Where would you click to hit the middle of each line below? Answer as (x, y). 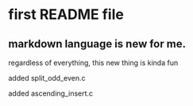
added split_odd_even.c (47, 78)
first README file (66, 15)
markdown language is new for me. (97, 44)
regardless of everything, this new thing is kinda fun (93, 62)
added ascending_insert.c (51, 93)
